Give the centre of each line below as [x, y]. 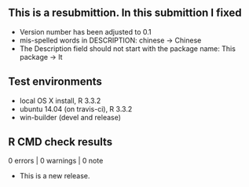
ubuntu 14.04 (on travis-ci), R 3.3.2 [76, 108]
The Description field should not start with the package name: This [127, 48]
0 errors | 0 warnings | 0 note [56, 161]
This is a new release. [55, 176]
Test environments [55, 82]
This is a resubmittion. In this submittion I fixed [125, 13]
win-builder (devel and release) [70, 117]
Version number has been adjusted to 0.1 [85, 31]
